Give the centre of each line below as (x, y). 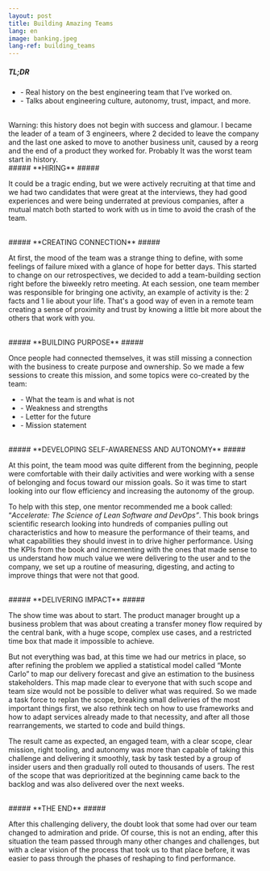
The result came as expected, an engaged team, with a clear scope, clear (130, 742)
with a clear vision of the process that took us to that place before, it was (129, 850)
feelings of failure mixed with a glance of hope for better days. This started (133, 267)
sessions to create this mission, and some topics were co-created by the (129, 375)
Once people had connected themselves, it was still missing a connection (130, 358)
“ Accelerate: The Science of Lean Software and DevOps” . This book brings (134, 515)
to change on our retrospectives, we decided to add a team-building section (135, 275)
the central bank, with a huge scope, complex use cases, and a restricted (130, 632)
